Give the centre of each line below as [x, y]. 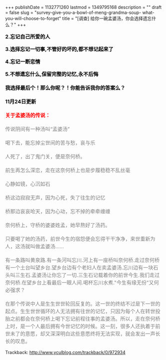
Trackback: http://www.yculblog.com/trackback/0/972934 [65, 352]
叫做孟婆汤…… [47, 246]
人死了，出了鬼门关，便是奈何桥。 [45, 157]
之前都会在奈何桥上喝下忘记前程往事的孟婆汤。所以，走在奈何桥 [85, 319]
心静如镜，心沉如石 [28, 184]
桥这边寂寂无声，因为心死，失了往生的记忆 [55, 198]
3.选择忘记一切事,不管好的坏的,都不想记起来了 [59, 49]
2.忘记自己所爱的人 [28, 37]
